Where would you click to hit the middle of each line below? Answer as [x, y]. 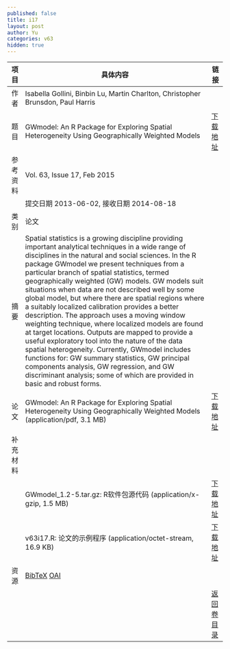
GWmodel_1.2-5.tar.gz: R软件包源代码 [87, 495]
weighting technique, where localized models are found [114, 324]
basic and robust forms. [63, 384]
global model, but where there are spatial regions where [115, 298]
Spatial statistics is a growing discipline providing [104, 238]
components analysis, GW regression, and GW [100, 367]
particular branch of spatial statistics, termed [97, 272]
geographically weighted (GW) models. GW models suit [114, 281]
